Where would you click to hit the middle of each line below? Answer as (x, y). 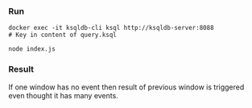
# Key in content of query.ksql (62, 35)
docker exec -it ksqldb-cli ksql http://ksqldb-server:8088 (112, 28)
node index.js (32, 49)
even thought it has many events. (63, 95)
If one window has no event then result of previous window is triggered (126, 87)
